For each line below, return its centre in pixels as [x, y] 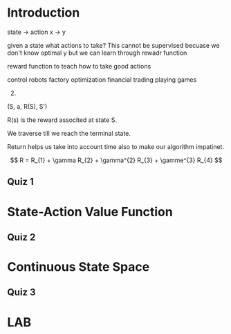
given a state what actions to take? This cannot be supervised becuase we [113, 45]
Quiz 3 [21, 292]
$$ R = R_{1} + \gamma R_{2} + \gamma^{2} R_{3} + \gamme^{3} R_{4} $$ [116, 160]
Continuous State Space [78, 267]
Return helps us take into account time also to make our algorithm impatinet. [116, 146]
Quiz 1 [21, 182]
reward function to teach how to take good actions [79, 66]
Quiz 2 [21, 237]
